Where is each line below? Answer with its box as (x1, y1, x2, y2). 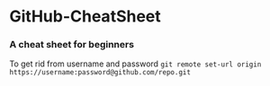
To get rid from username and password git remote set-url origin (9, 58, 262, 69)
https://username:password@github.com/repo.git (9, 68, 192, 77)
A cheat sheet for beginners (9, 39, 135, 51)
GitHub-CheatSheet (9, 6, 162, 27)
